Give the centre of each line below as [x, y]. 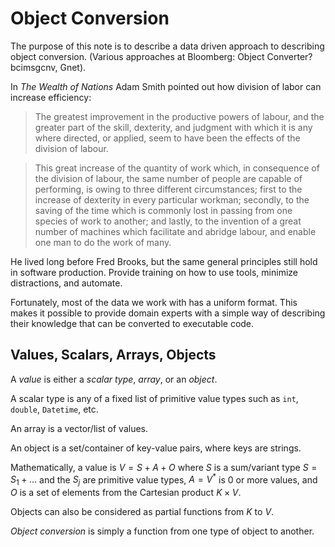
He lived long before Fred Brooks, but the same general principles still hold [164, 261]
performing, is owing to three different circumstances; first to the [168, 189]
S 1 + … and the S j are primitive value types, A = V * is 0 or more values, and [164, 480]
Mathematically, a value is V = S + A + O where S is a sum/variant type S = [164, 467]
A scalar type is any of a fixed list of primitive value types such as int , [154, 398]
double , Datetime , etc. [54, 409]
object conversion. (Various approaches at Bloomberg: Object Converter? [161, 56]
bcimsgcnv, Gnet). [48, 67]
